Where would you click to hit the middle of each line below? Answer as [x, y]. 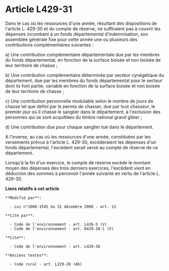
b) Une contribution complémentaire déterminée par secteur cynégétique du [85, 75]
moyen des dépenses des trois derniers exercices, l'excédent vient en [78, 168]
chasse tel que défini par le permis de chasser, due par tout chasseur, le [80, 106]
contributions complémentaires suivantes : [49, 44]
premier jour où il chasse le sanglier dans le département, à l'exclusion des [83, 112]
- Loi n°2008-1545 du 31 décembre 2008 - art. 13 [63, 207]
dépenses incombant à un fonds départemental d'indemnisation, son [77, 34]
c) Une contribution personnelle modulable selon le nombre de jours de [79, 101]
